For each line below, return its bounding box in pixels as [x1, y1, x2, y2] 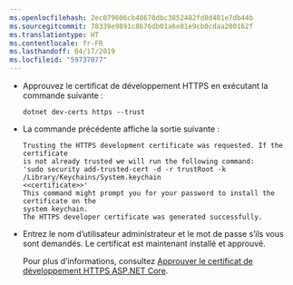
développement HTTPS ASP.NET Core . [22, 265, 169, 276]
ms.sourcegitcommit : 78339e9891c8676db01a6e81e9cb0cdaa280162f [9, 22, 254, 31]
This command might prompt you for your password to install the [22, 189, 275, 198]
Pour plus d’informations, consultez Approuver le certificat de [22, 256, 254, 266]
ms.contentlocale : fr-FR [9, 38, 103, 48]
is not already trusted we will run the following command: [22, 157, 255, 166]
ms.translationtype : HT [9, 30, 100, 39]
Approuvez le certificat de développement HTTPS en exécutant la [22, 81, 269, 91]
